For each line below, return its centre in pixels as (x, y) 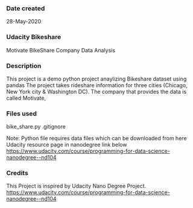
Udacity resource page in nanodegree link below (67, 145)
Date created (26, 8)
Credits (17, 173)
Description (24, 66)
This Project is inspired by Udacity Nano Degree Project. (76, 186)
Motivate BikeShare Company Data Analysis (61, 50)
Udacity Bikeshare (34, 37)
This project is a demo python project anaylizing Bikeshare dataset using (96, 79)
